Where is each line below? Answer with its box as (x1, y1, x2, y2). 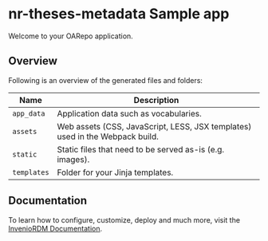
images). (57, 153, 90, 164)
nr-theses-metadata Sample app (8, 5, 230, 23)
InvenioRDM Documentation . (8, 223, 103, 233)
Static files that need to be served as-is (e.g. (57, 144, 225, 155)
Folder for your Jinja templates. (57, 167, 174, 178)
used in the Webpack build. (57, 131, 160, 142)
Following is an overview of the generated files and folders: (8, 75, 203, 85)
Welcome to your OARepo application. (8, 31, 133, 41)
